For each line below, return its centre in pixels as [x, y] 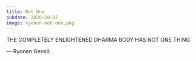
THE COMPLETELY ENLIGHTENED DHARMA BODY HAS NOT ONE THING [98, 40]
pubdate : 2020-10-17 [32, 17]
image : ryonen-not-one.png [40, 23]
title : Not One [25, 12]
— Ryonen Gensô [28, 51]
